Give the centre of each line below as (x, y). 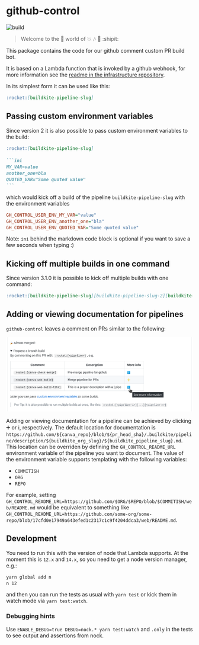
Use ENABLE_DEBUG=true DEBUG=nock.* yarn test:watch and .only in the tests (99, 629)
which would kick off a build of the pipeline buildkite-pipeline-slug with (96, 197)
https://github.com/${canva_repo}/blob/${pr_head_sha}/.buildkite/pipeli (99, 434)
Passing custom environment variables (80, 116)
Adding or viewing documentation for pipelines (95, 314)
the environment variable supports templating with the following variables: (97, 459)
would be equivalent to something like (83, 507)
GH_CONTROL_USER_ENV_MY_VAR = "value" (51, 215)
